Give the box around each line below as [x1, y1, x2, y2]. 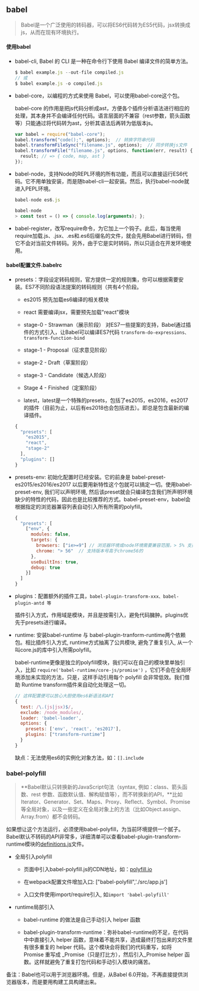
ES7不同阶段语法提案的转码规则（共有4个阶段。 [25, 283, 142, 290]
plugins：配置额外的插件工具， [14, 592, 90, 600]
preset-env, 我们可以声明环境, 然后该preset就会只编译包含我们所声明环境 [14, 488, 193, 495]
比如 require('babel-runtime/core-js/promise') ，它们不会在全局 [25, 667, 187, 674]
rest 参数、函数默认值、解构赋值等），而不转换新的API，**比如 [31, 791, 183, 798]
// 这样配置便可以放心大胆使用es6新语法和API [14, 693, 114, 699]
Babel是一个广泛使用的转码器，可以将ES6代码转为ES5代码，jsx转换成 [20, 21, 191, 28]
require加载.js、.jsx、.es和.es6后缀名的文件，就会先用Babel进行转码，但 [14, 232, 192, 239]
